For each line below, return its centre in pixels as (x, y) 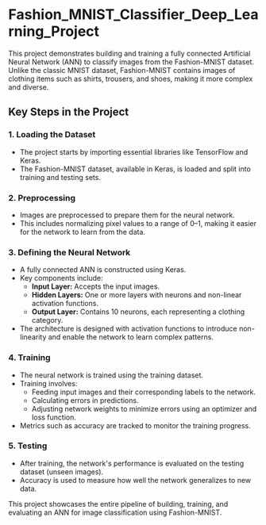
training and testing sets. (60, 177)
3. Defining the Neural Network (69, 252)
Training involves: (48, 383)
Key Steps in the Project (69, 112)
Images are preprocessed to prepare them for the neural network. (127, 215)
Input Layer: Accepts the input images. (96, 286)
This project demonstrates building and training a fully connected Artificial (129, 53)
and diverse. (29, 87)
